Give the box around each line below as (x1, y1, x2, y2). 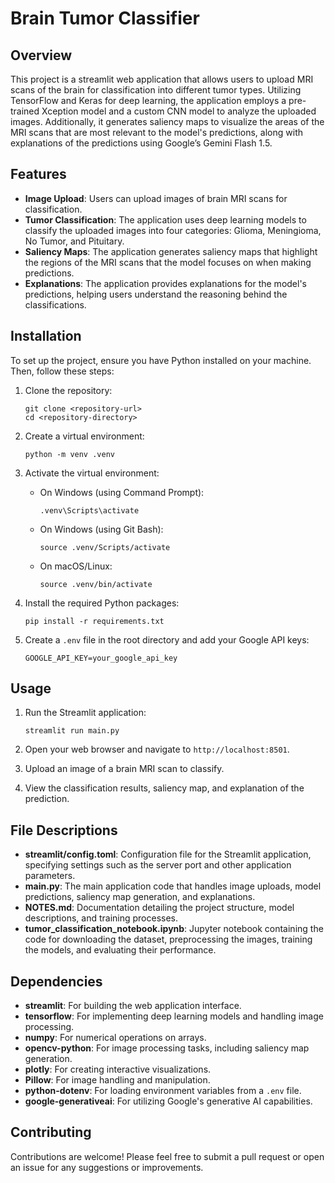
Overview (10, 47, 73, 64)
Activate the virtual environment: (24, 467, 160, 479)
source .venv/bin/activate (39, 579, 153, 589)
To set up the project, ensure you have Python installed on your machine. (10, 354, 312, 366)
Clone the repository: (24, 384, 113, 396)
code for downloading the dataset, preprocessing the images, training (24, 933, 313, 946)
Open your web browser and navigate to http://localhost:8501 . (24, 743, 290, 756)
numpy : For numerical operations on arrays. (24, 1032, 207, 1044)
